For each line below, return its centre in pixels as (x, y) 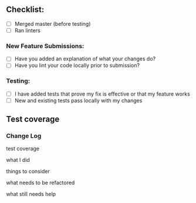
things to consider (28, 171)
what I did (18, 160)
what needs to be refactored (40, 183)
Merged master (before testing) (53, 23)
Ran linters (28, 30)
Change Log (24, 136)
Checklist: (25, 10)
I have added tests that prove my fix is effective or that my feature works (102, 94)
